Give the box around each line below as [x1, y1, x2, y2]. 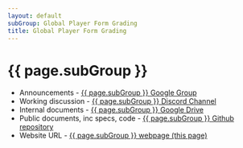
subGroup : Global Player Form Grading [7, 19, 138, 27]
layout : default [7, 11, 62, 20]
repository [19, 122, 54, 132]
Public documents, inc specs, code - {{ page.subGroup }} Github [19, 113, 235, 123]
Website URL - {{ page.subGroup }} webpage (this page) [19, 130, 208, 141]
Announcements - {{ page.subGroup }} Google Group [19, 88, 197, 97]
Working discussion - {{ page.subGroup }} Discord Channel [19, 97, 216, 106]
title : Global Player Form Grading [7, 27, 127, 35]
